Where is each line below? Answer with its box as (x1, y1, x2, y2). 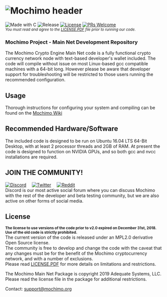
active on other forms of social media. (5, 197, 84, 204)
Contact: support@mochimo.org (5, 286, 72, 292)
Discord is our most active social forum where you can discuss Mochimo (5, 187, 155, 193)
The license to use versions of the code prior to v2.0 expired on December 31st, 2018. (5, 226, 157, 231)
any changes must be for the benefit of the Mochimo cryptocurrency (5, 250, 147, 256)
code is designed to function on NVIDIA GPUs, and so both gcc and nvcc (5, 148, 156, 154)
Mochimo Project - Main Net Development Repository (5, 38, 138, 45)
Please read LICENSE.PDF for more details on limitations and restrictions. (5, 261, 156, 267)
